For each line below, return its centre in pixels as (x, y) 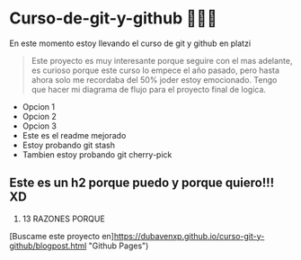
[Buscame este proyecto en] (62, 236)
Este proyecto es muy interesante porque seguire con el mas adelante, (162, 60)
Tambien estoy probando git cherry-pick (97, 154)
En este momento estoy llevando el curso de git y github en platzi (130, 43)
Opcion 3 (39, 126)
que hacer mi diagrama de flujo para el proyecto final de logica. (149, 89)
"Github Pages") (119, 246)
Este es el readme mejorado (74, 135)
